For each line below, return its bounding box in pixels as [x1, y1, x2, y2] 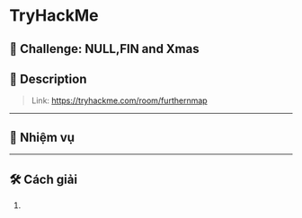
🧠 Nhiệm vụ [9, 129, 75, 144]
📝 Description [9, 71, 87, 86]
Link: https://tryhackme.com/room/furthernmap [31, 95, 209, 106]
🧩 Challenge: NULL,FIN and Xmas [9, 41, 200, 57]
